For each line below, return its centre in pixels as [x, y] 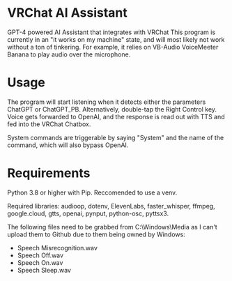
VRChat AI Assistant [67, 13]
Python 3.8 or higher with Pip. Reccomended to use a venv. [92, 192]
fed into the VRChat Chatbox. [49, 124]
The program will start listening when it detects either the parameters [107, 102]
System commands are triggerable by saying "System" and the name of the [116, 137]
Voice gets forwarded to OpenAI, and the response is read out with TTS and [116, 116]
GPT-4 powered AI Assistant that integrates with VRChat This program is [111, 32]
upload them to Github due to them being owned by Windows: [96, 234]
